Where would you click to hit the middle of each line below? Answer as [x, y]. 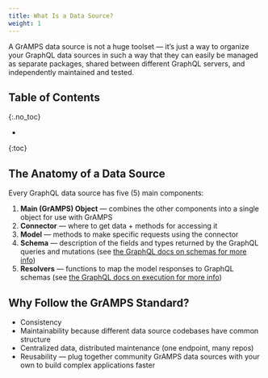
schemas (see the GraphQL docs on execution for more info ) [121, 277]
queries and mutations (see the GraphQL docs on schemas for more [133, 252]
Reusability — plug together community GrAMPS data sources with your [140, 356]
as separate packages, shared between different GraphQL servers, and [127, 63]
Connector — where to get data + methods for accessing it [119, 226]
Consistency [41, 322]
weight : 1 [25, 23]
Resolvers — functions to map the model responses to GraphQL [127, 269]
